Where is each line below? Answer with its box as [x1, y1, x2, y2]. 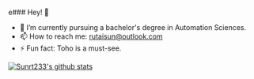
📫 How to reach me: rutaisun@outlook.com [19, 32, 164, 41]
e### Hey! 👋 [8, 8, 50, 17]
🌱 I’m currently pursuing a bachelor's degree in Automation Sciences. [19, 23, 247, 32]
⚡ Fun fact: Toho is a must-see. [19, 43, 122, 53]
